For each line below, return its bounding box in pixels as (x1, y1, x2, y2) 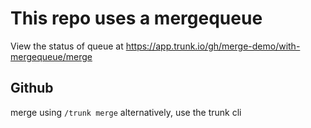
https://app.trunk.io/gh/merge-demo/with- (125, 40, 301, 52)
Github (10, 80, 54, 97)
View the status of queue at (10, 40, 124, 52)
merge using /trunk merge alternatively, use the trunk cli (10, 106, 242, 118)
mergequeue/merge (10, 50, 93, 62)
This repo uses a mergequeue (10, 7, 263, 30)
